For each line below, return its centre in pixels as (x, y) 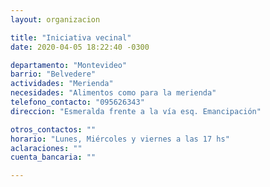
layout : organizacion (55, 19)
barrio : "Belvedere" (53, 74)
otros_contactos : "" (53, 129)
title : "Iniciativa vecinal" (71, 37)
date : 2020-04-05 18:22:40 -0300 (80, 47)
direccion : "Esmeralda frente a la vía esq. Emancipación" (136, 111)
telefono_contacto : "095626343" (77, 102)
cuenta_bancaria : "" (53, 157)
